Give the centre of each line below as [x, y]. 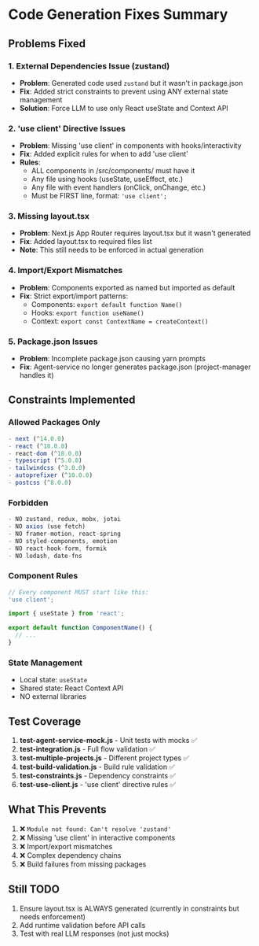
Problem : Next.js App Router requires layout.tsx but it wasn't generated [135, 233]
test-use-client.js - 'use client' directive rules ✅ [98, 785]
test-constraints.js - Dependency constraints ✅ [98, 776]
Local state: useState [53, 680]
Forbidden [28, 503]
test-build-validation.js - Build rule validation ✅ [97, 767]
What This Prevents [58, 809]
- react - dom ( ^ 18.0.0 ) [45, 453]
